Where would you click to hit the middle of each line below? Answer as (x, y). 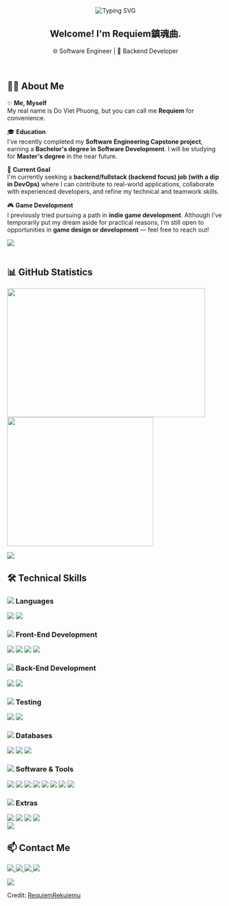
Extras (26, 803)
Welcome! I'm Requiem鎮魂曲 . (116, 34)
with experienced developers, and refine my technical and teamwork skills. (113, 191)
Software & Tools (45, 769)
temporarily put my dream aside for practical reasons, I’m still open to (106, 222)
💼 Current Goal (29, 169)
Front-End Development (56, 634)
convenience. (26, 118)
